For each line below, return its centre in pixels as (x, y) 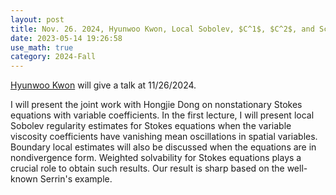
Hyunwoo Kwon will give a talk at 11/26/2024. (103, 85)
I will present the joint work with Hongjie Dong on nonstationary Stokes (156, 105)
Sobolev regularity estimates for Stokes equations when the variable (151, 126)
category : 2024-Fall (53, 57)
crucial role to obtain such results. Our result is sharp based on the (147, 168)
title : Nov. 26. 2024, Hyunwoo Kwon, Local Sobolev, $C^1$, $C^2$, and (162, 29)
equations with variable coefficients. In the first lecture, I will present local (162, 115)
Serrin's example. (76, 179)
